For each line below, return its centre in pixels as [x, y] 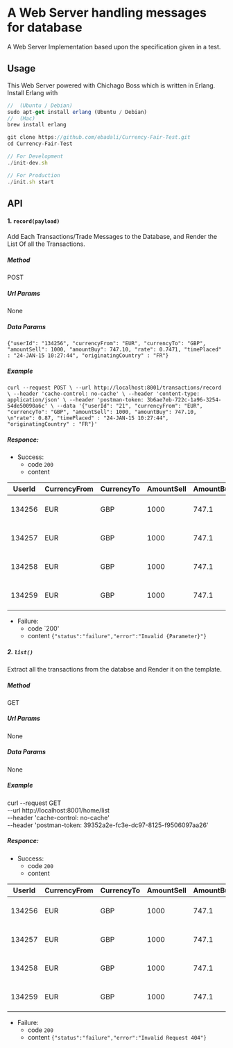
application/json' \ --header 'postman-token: [76, 400]
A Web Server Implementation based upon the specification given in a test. [114, 47]
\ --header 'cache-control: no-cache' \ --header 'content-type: [103, 394]
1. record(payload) [34, 221]
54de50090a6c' [28, 406]
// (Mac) [21, 118]
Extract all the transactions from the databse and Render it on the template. [114, 669]
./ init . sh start [31, 182]
